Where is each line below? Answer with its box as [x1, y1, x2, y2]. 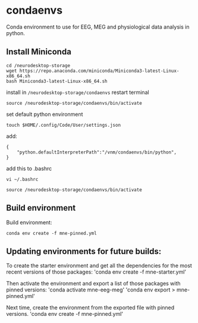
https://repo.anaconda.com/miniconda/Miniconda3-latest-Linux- [19, 68, 180, 74]
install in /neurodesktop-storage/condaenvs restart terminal [6, 89, 150, 96]
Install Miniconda [6, 47, 71, 57]
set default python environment [6, 111, 83, 118]
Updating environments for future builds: [6, 246, 162, 256]
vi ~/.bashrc [6, 176, 39, 182]
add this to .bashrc [6, 165, 52, 172]
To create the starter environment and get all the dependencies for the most [6, 262, 192, 269]
